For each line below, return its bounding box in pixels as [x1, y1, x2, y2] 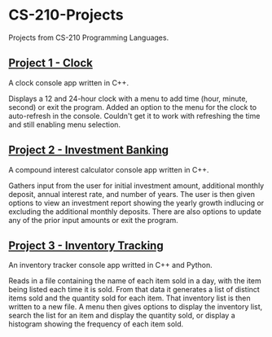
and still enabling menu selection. [8, 120, 121, 129]
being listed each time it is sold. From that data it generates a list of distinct [8, 285, 261, 295]
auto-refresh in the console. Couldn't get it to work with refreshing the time [8, 111, 261, 120]
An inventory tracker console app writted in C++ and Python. [8, 260, 213, 270]
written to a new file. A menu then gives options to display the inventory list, [8, 302, 263, 312]
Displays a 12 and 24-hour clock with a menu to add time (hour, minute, [8, 94, 248, 103]
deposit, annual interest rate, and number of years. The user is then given [8, 189, 255, 199]
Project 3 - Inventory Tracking [8, 239, 165, 252]
